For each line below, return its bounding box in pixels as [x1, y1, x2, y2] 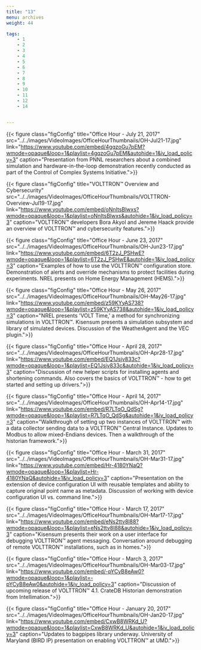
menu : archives [6, 14, 44, 20]
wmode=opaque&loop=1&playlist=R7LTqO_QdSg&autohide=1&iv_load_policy [6, 412, 194, 419]
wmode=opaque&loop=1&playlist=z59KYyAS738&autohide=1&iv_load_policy [6, 305, 194, 313]
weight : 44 [6, 20, 33, 26]
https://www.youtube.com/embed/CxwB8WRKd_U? [20, 618, 148, 625]
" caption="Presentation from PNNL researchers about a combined [16, 155, 181, 163]
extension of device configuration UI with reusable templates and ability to [6, 481, 190, 488]
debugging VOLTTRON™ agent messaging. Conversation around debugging [6, 537, 193, 544]
